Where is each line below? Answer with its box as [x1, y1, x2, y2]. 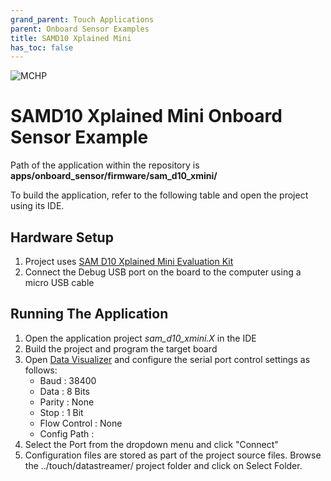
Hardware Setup [10, 229, 114, 246]
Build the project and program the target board [24, 342, 218, 355]
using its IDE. [10, 200, 65, 212]
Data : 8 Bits [39, 385, 90, 397]
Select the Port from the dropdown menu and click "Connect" [24, 438, 279, 450]
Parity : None [39, 396, 95, 408]
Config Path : [39, 427, 95, 440]
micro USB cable [24, 277, 95, 288]
